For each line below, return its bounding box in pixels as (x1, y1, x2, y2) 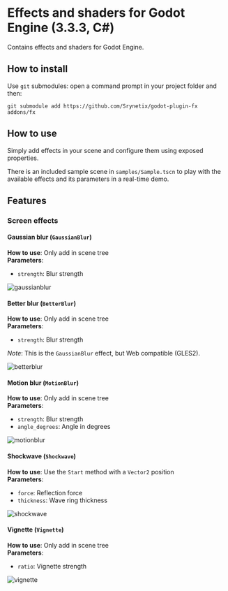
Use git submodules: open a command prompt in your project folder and (7, 82, 218, 90)
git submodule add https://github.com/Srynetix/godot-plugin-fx (7, 103, 198, 110)
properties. (7, 154, 39, 162)
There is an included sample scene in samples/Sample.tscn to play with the (7, 167, 221, 175)
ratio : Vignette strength (17, 562, 87, 570)
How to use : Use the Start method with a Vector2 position (7, 467, 174, 476)
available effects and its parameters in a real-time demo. (7, 175, 169, 183)
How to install (7, 63, 68, 75)
